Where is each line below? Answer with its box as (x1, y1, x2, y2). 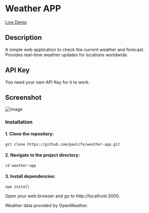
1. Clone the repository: (5, 131, 54, 137)
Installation (5, 119, 33, 125)
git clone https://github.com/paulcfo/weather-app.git (5, 142, 120, 147)
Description (5, 33, 42, 42)
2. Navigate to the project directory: (5, 152, 80, 158)
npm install (5, 184, 30, 189)
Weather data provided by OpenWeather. (5, 202, 88, 208)
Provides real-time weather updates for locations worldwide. (5, 52, 128, 58)
